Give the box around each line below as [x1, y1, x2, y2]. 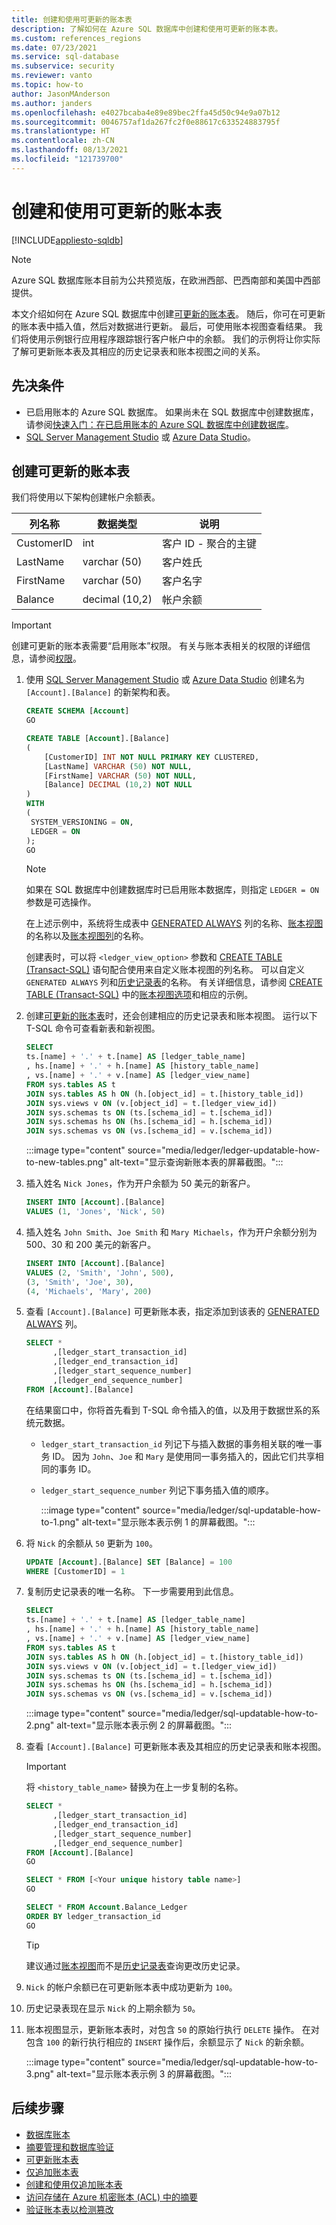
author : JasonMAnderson [11, 89, 111, 99]
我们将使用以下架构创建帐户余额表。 [11, 491, 161, 503]
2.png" [25, 1719, 55, 1731]
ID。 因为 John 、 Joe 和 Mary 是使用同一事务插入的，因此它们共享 [52, 1450, 316, 1462]
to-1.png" [40, 1516, 80, 1528]
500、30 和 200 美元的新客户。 [25, 1238, 157, 1250]
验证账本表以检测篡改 [25, 2203, 114, 2215]
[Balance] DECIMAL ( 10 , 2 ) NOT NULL [44, 780, 193, 790]
